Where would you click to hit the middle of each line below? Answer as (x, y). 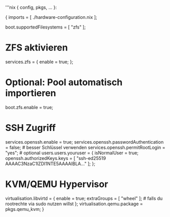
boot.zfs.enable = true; (29, 107)
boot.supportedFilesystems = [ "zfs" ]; (46, 27)
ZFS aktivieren (37, 48)
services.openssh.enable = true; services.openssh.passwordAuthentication (84, 142)
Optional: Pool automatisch (64, 82)
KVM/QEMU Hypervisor (57, 184)
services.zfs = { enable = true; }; (39, 62)
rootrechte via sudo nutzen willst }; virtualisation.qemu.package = (74, 204)
